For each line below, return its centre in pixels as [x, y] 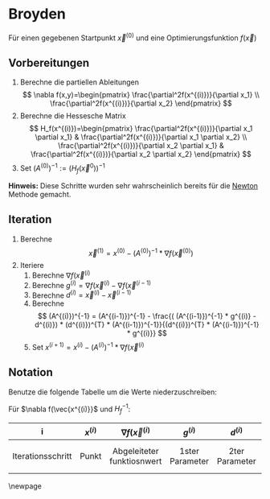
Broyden [37, 14]
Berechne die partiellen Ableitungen [79, 82]
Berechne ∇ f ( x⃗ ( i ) [61, 274]
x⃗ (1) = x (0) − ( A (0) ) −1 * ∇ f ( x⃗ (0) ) [141, 252]
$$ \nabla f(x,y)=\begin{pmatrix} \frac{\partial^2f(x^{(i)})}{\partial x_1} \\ [141, 95]
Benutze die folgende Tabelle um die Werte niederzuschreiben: [112, 392]
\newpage [25, 486]
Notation [31, 372]
